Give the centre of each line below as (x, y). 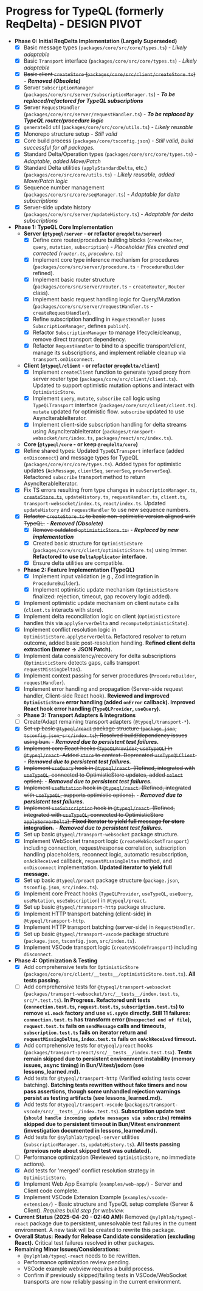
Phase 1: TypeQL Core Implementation (64, 227)
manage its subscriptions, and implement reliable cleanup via (109, 353)
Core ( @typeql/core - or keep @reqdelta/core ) (81, 444)
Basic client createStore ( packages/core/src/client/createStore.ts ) (109, 74)
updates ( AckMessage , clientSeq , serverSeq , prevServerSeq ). (98, 471)
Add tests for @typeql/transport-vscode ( (75, 1104)
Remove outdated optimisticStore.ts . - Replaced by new (105, 530)
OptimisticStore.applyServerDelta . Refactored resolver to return (105, 636)
